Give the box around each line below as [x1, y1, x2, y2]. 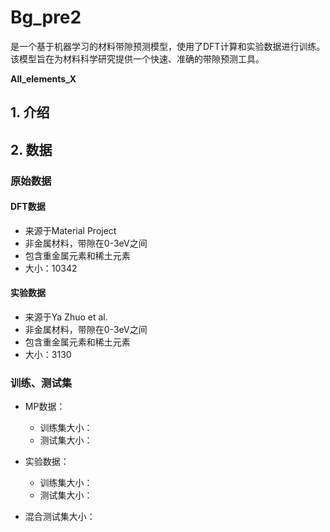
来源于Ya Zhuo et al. [24, 311, 108, 323]
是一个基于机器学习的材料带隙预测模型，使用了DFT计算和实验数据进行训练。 [10, 40, 326, 52]
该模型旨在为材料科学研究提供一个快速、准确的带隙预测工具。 [10, 52, 265, 65]
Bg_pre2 [10, 6, 82, 29]
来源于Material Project [24, 224, 117, 236]
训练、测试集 [10, 376, 73, 390]
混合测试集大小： [24, 511, 96, 523]
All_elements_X [10, 72, 77, 85]
